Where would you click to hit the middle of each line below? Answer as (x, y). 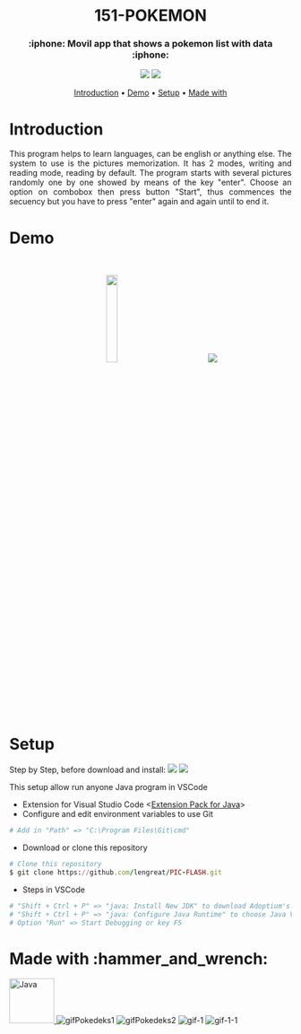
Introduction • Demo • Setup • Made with (150, 93)
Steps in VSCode (53, 890)
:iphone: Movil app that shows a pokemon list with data (150, 44)
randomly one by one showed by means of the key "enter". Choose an (150, 182)
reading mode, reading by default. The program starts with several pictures (150, 173)
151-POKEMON (150, 16)
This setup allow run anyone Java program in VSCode (108, 787)
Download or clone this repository (85, 847)
